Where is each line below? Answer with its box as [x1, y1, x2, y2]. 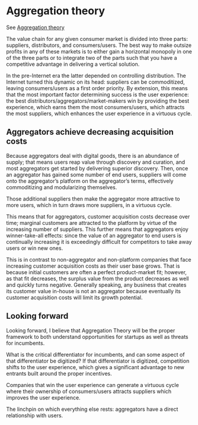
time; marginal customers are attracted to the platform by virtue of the [6, 219, 177, 226]
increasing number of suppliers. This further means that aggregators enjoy [6, 226, 189, 233]
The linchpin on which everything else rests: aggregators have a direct [6, 405, 178, 413]
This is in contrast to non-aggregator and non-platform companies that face [6, 256, 191, 263]
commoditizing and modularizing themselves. [6, 183, 117, 191]
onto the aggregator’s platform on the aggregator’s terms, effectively [6, 177, 174, 185]
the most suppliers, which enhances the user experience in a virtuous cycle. [6, 110, 193, 117]
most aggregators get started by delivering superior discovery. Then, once [6, 164, 189, 172]
